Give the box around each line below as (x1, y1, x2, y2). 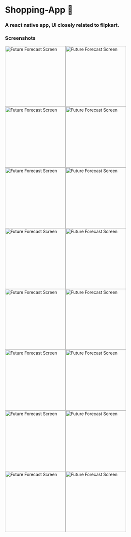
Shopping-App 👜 (5, 4, 73, 16)
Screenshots (5, 35, 36, 42)
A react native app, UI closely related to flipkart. (5, 22, 119, 29)
